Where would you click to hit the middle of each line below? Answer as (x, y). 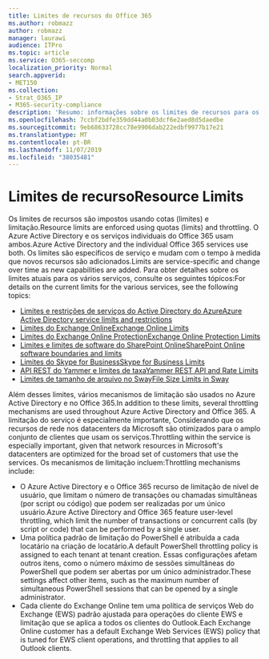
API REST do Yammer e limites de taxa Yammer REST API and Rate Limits (139, 371)
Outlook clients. (46, 649)
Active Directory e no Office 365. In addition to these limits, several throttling (133, 403)
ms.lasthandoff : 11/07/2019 (55, 150)
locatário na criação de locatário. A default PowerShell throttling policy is (139, 546)
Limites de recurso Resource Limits (126, 197)
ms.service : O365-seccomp (51, 61)
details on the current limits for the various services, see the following (123, 287)
